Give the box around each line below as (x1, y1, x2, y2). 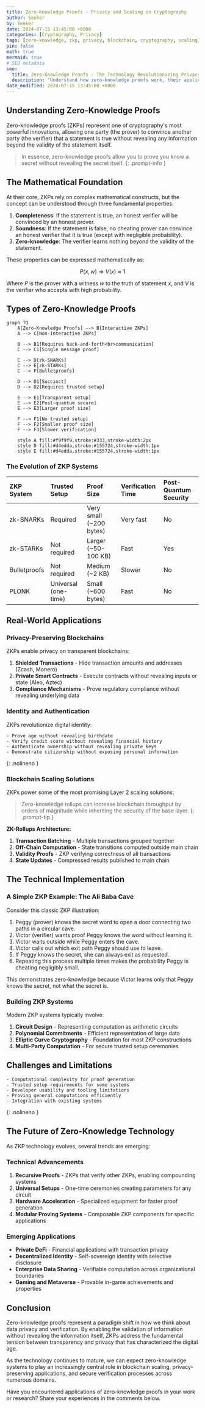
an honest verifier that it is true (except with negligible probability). (15, 231, 183, 238)
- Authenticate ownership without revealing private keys (6, 743, 157, 750)
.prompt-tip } (21, 814, 54, 821)
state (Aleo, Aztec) (15, 679, 62, 686)
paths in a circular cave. (15, 925, 76, 932)
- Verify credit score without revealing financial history (6, 738, 163, 744)
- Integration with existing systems (6, 1098, 103, 1104)
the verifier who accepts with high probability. (6, 286, 122, 293)
